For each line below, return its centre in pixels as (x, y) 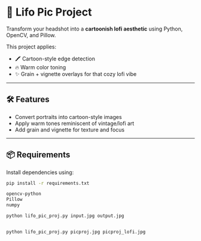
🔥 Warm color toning (40, 67)
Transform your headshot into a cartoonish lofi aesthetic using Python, (95, 29)
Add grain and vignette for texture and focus (69, 129)
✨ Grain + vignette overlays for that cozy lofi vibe (76, 74)
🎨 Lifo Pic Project (49, 12)
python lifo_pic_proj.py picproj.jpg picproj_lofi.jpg (76, 232)
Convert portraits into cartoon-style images (68, 117)
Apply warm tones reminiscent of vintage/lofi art (74, 123)
